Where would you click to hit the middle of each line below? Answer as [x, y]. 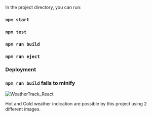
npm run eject [23, 56]
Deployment [21, 69]
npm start [17, 19]
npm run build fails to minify [40, 83]
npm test [16, 32]
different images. [23, 109]
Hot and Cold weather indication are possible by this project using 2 [76, 103]
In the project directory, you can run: [43, 7]
